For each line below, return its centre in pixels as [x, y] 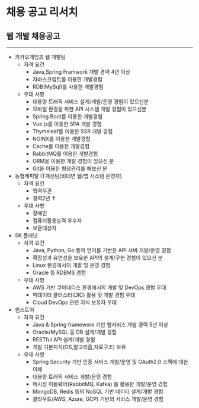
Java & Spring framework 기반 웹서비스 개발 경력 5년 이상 [100, 324]
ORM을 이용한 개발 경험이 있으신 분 [73, 161]
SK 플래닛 [26, 235]
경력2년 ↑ [44, 198]
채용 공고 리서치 [42, 12]
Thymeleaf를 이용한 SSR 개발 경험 [73, 131]
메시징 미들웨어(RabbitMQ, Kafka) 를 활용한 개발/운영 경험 [100, 384]
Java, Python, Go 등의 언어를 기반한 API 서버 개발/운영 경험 [102, 250]
